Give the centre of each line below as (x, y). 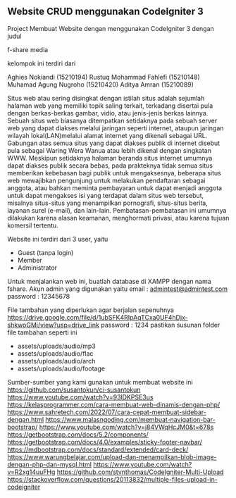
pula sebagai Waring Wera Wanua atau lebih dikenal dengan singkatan (109, 150)
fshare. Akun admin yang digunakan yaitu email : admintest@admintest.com (117, 289)
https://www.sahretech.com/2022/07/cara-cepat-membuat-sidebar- (107, 412)
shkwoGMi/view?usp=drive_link (54, 325)
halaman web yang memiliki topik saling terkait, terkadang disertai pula (110, 106)
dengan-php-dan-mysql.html (49, 464)
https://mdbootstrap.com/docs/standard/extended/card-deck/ (98, 449)
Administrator (37, 268)
